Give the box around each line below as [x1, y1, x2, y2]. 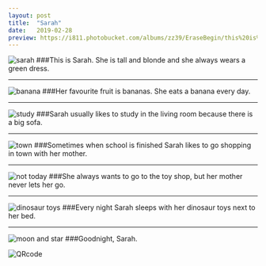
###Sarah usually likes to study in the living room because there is [36, 109, 253, 119]
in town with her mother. [8, 149, 88, 158]
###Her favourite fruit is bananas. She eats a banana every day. [42, 86, 251, 96]
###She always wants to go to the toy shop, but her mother [48, 172, 243, 181]
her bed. [8, 211, 36, 221]
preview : [8, 33, 37, 42]
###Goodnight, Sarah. [65, 234, 138, 244]
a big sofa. [8, 118, 43, 127]
